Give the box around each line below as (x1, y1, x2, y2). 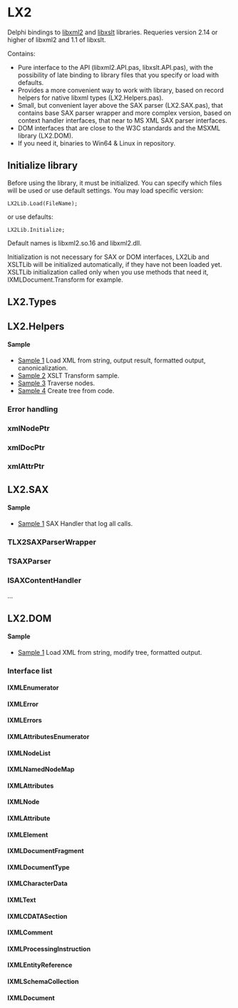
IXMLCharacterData (7, 879, 68, 888)
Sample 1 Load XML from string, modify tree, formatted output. (17, 648, 202, 656)
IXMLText (7, 895, 36, 904)
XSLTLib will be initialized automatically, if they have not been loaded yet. (7, 260, 222, 268)
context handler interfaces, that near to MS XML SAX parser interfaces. (17, 116, 228, 125)
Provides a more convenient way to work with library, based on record (17, 86, 224, 94)
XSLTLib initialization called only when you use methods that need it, (7, 268, 209, 276)
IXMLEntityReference (7, 961, 73, 969)
